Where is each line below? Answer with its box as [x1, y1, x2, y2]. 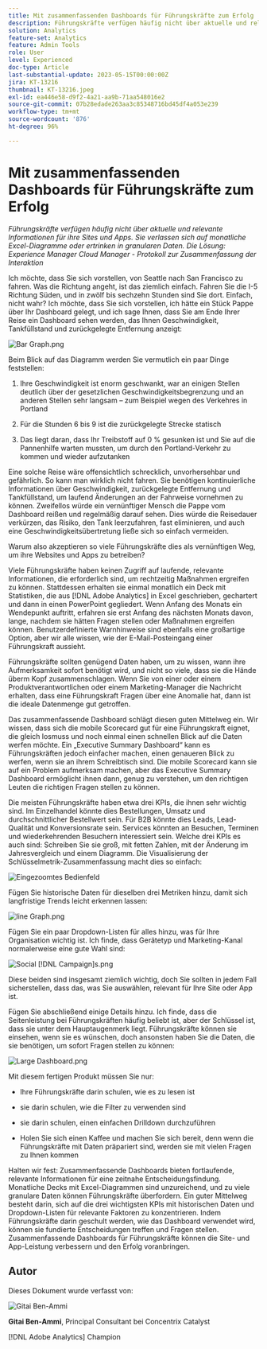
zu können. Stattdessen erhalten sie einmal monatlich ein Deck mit [8, 582, 226, 592]
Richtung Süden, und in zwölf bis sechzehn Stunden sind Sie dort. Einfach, [8, 290, 253, 299]
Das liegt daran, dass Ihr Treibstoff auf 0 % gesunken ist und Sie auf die [19, 434, 256, 444]
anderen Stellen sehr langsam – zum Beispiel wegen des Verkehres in [19, 395, 248, 405]
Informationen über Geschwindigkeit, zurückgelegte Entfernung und [8, 484, 231, 493]
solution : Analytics [8, 26, 77, 34]
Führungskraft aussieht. [8, 641, 86, 651]
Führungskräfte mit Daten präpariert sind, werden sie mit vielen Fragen [19, 1141, 252, 1151]
